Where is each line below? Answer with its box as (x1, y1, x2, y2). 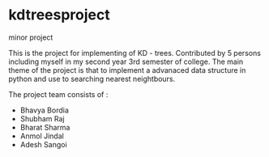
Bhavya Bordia (19, 105, 69, 115)
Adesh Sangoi (19, 139, 67, 149)
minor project (8, 32, 53, 42)
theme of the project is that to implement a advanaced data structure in (8, 65, 246, 74)
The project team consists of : (8, 89, 109, 99)
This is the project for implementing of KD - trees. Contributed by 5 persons (8, 48, 262, 57)
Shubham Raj (19, 113, 65, 123)
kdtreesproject (8, 6, 111, 24)
